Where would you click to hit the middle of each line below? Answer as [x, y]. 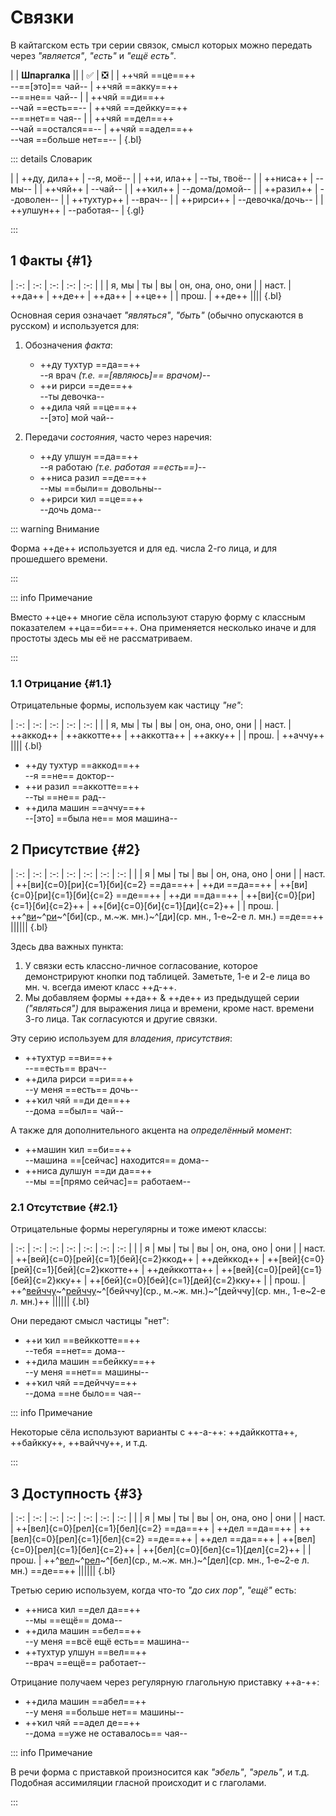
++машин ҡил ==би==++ [78, 1149]
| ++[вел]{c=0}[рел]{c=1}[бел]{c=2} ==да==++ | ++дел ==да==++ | [154, 1528]
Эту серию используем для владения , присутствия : [121, 1038]
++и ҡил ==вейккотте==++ [82, 1340]
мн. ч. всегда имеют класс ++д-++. [100, 987]
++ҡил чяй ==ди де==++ [78, 1100]
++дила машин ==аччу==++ [85, 808]
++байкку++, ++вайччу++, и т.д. [79, 1443]
